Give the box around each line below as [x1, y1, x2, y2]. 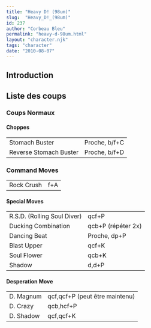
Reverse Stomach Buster [9, 148, 79, 156]
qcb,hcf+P [47, 302, 77, 311]
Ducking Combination [9, 222, 70, 231]
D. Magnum [9, 292, 42, 301]
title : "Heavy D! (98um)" [6, 8, 71, 15]
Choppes [6, 124, 30, 131]
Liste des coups [6, 91, 67, 101]
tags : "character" [6, 43, 52, 49]
